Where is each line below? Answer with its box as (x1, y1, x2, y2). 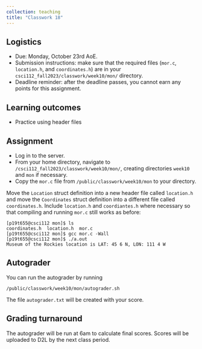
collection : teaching (6, 8, 61, 15)
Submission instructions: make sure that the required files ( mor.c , (14, 59, 177, 66)
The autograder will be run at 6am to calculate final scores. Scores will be (6, 330, 189, 337)
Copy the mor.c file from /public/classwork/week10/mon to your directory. (14, 178, 197, 185)
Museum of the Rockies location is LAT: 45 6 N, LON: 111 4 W (6, 241, 166, 248)
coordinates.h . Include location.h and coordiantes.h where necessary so (6, 202, 191, 209)
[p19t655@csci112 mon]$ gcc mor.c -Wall (6, 231, 110, 237)
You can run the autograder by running (6, 274, 103, 281)
